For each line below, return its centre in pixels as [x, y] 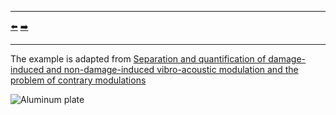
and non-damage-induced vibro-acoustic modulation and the [172, 69]
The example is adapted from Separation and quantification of [138, 59]
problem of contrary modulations [78, 80]
